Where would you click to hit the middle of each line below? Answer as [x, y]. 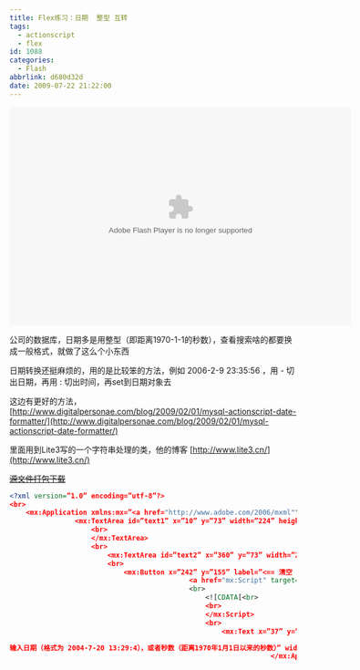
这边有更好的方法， [46, 401]
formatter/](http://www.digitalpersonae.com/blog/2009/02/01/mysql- [139, 421]
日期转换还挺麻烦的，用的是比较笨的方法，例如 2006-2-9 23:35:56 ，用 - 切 [152, 370]
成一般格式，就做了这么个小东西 [69, 351]
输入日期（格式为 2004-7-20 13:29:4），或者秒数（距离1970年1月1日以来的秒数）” [145, 648]
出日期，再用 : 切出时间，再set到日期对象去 [91, 381]
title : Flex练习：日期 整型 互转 [69, 18]
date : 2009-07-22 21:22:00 [61, 86]
